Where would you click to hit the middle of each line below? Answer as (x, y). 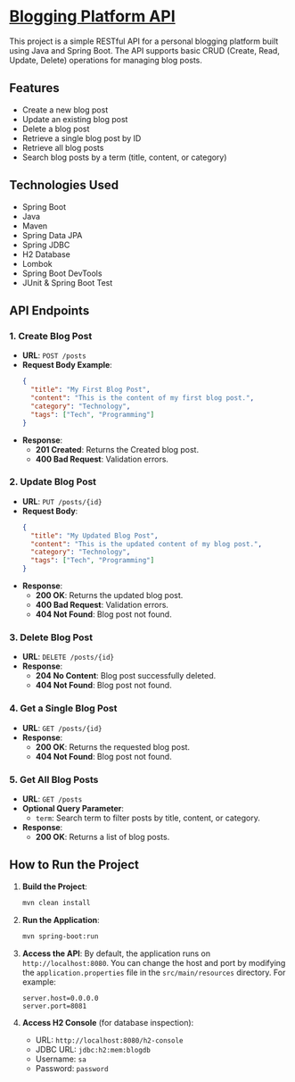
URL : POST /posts (54, 355)
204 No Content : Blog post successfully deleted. (126, 676)
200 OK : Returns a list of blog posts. (102, 836)
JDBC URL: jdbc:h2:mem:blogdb (93, 1049)
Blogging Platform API (92, 17)
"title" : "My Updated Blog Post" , (94, 536)
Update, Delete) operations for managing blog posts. (106, 60)
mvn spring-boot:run (60, 936)
